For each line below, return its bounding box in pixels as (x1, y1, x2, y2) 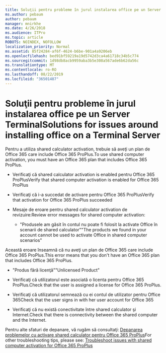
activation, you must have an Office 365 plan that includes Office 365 (5, 156, 148, 162)
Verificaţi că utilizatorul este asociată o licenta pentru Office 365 (12, 277, 144, 282)
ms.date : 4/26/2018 (5, 26, 46, 31)
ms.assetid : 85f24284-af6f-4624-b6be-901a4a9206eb (5, 49, 112, 54)
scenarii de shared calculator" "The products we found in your (19, 226, 147, 232)
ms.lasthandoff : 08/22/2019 (5, 72, 64, 77)
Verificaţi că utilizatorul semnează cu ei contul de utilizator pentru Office (12, 291, 161, 297)
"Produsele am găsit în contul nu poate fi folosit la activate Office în (19, 221, 158, 227)
